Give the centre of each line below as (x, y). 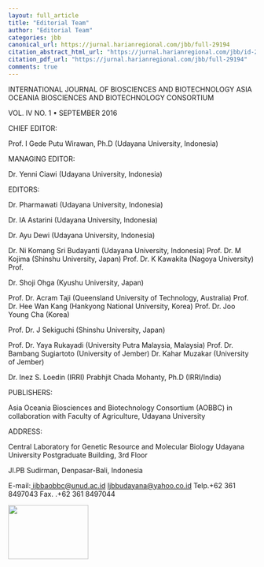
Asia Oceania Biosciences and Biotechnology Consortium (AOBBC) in (121, 408)
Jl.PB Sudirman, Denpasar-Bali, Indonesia (75, 470)
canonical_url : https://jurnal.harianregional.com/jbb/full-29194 (119, 45)
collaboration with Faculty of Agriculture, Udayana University (107, 416)
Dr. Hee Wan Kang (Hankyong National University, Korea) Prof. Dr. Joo (122, 306)
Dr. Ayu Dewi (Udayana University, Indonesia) (82, 235)
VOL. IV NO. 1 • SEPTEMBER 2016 (63, 113)
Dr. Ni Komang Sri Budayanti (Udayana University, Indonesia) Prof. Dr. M (125, 250)
